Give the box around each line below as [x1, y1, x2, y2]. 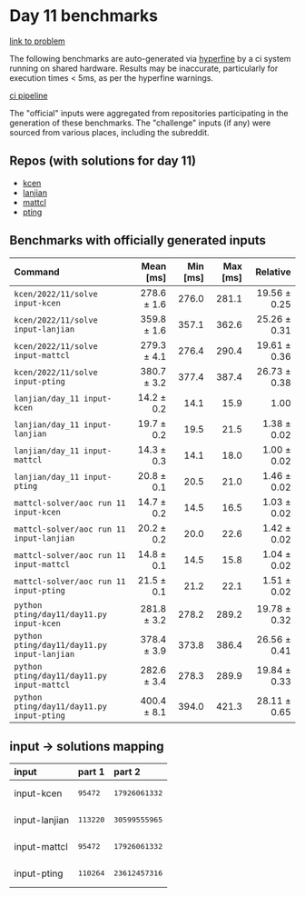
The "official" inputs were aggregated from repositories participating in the [9, 107, 289, 118]
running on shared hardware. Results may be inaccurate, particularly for [9, 63, 279, 74]
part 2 [113, 765, 141, 778]
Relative [255, 265, 291, 278]
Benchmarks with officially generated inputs [9, 233, 266, 248]
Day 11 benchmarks [9, 5, 159, 26]
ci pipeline [9, 90, 48, 101]
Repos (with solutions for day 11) [9, 154, 197, 169]
